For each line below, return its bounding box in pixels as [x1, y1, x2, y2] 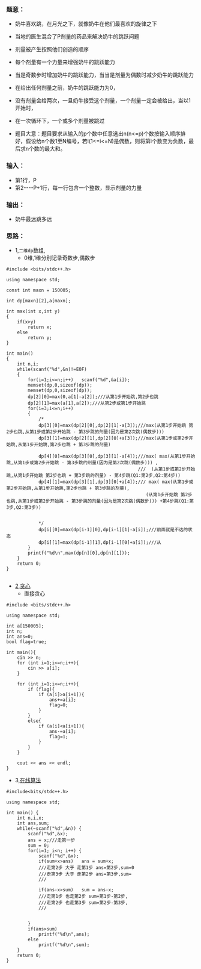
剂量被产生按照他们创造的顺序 [14, 46, 89, 53]
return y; [28, 335, 52, 341]
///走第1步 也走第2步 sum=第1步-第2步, [38, 893, 128, 900]
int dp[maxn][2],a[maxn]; [6, 298, 71, 304]
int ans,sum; [17, 820, 50, 826]
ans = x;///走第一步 [28, 837, 76, 844]
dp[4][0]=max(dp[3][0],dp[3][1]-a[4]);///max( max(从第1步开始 [38, 453, 196, 460]
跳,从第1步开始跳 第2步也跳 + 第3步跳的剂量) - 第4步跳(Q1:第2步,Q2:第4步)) [6, 473, 181, 479]
